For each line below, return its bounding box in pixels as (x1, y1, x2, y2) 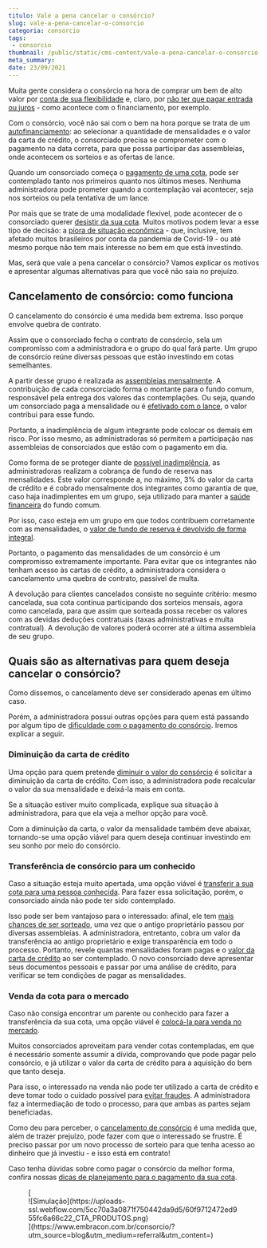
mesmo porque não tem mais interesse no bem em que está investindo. (8, 242, 243, 252)
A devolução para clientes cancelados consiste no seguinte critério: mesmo (8, 589, 257, 598)
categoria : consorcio (8, 26, 80, 34)
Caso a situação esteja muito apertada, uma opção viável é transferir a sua (8, 878, 253, 888)
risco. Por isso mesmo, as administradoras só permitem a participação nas (8, 433, 253, 443)
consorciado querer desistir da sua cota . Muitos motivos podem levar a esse (8, 217, 260, 226)
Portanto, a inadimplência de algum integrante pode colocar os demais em (8, 425, 253, 435)
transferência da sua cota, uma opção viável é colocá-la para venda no (8, 1017, 241, 1027)
